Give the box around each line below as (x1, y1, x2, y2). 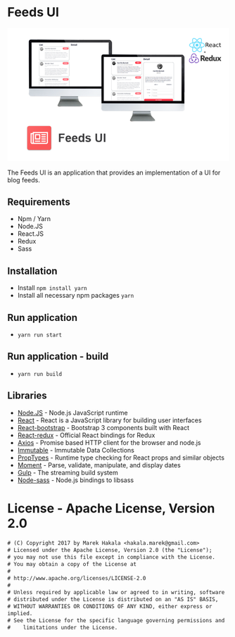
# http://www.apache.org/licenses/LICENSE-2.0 (7, 574, 146, 581)
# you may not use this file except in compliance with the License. (7, 553, 216, 560)
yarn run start (17, 332, 63, 339)
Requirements (7, 196, 70, 208)
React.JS (17, 229, 44, 238)
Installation (7, 265, 58, 277)
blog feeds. (7, 175, 40, 184)
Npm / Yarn (17, 215, 51, 223)
